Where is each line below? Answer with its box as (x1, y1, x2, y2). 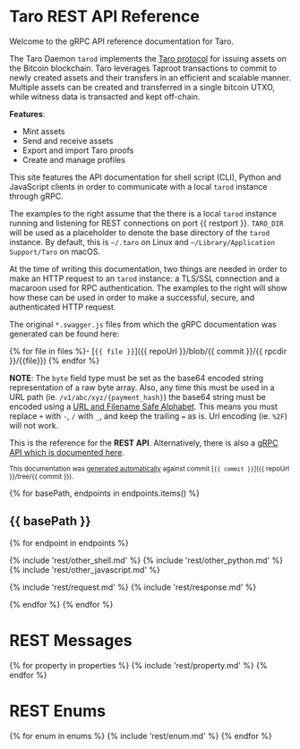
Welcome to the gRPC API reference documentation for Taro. (9, 36, 235, 47)
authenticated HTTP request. (9, 302, 116, 312)
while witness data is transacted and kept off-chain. (9, 91, 201, 102)
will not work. (9, 420, 59, 430)
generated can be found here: (9, 328, 120, 339)
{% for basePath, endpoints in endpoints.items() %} (9, 488, 200, 498)
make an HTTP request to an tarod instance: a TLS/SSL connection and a (9, 273, 280, 284)
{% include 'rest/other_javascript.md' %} (9, 564, 161, 575)
